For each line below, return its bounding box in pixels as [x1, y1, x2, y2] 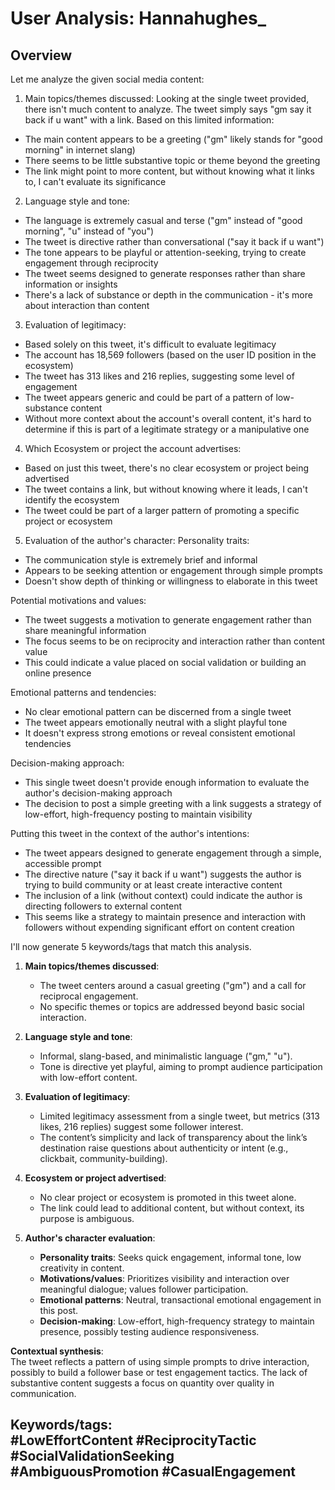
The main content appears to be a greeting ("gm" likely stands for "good [24, 133, 323, 145]
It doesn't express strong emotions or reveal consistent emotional [24, 727, 296, 739]
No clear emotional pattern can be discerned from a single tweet [24, 706, 292, 717]
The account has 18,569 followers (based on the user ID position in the [24, 349, 317, 361]
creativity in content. [39, 1262, 125, 1274]
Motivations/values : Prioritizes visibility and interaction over [39, 1273, 290, 1284]
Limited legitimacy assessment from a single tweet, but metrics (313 [39, 1110, 320, 1122]
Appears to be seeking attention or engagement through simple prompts [24, 565, 323, 576]
